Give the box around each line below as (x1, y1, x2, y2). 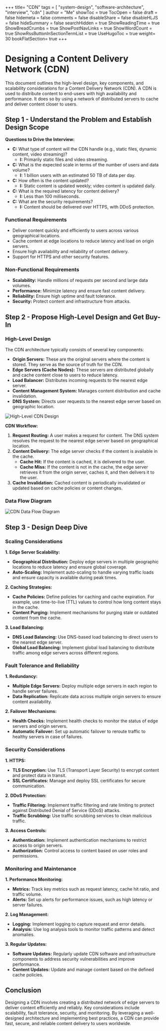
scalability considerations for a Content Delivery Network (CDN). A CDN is (5, 85, 157, 91)
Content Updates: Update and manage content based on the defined (12, 966, 154, 973)
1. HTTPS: (5, 758, 26, 763)
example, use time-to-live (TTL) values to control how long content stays (12, 599, 162, 605)
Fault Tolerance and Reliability (5, 662, 80, 669)
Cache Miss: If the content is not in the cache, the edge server (19, 464, 149, 470)
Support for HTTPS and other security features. (12, 254, 110, 260)
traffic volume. (12, 891, 42, 897)
